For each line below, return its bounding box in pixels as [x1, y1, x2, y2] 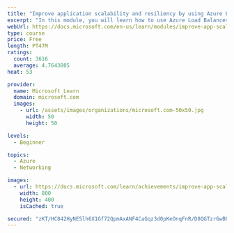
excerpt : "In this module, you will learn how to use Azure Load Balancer [7, 17, 229, 24]
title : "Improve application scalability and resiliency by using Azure [7, 10, 223, 17]
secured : [7, 215, 33, 223]
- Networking [13, 164, 52, 171]
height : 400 [19, 196, 54, 203]
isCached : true [19, 202, 64, 209]
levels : [7, 132, 30, 139]
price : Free [7, 36, 42, 43]
